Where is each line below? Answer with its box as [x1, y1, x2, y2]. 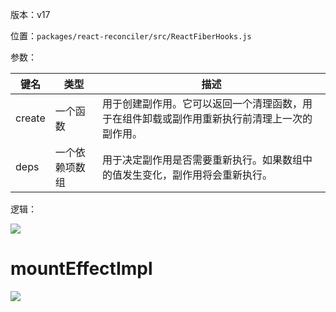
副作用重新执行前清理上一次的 [172, 112, 313, 125]
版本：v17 [10, 9, 51, 20]
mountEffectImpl [10, 258, 153, 280]
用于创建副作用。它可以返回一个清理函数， [102, 97, 303, 110]
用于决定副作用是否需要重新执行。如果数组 [102, 153, 303, 167]
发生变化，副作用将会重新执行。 [122, 168, 273, 182]
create [15, 111, 46, 125]
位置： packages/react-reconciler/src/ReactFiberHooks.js [10, 30, 252, 42]
